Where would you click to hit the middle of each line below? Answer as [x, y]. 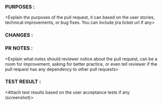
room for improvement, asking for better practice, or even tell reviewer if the [81, 64]
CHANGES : [19, 35]
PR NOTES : [19, 48]
